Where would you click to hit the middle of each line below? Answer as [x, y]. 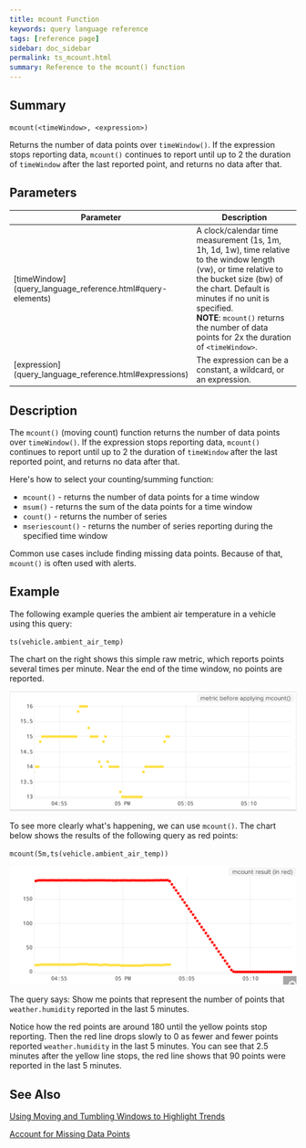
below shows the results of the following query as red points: [124, 836]
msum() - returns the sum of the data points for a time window [138, 506]
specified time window [65, 535]
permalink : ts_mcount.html [61, 58]
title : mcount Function [55, 19]
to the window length [235, 259]
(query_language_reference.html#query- [90, 289]
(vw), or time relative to [240, 269]
